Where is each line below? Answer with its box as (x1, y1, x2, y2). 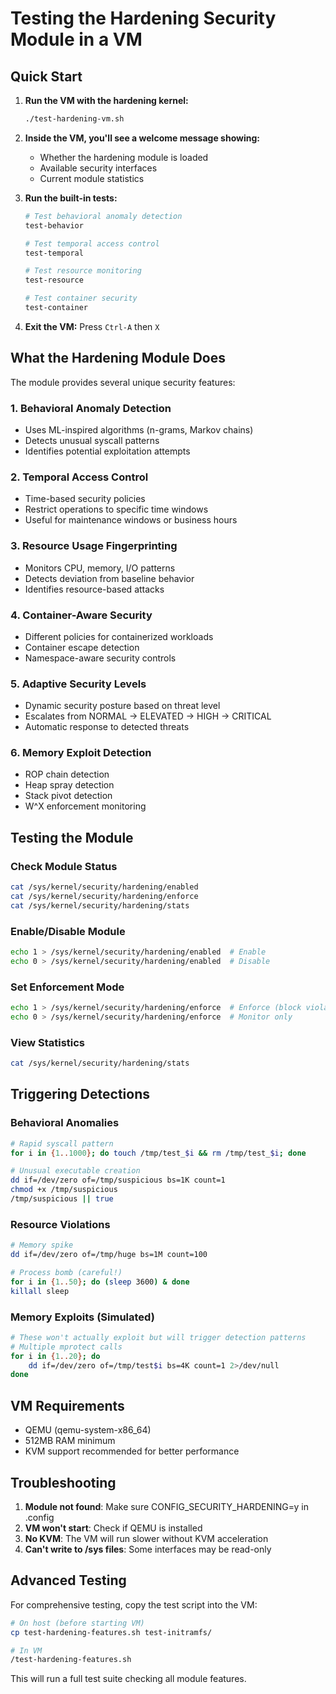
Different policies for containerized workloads (24, 630, 214, 642)
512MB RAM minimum (24, 1435, 116, 1447)
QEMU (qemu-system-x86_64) (24, 1424, 152, 1436)
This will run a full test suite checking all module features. (10, 1673, 247, 1685)
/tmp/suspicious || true (10, 1194, 114, 1204)
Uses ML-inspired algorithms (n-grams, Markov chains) (24, 423, 254, 436)
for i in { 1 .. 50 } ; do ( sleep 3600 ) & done (10, 1277, 190, 1287)
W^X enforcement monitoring (24, 800, 147, 812)
